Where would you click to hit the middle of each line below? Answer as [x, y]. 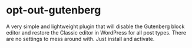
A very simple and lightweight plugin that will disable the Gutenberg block [95, 26]
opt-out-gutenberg [54, 10]
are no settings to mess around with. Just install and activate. [80, 39]
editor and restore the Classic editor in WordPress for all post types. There [96, 32]
